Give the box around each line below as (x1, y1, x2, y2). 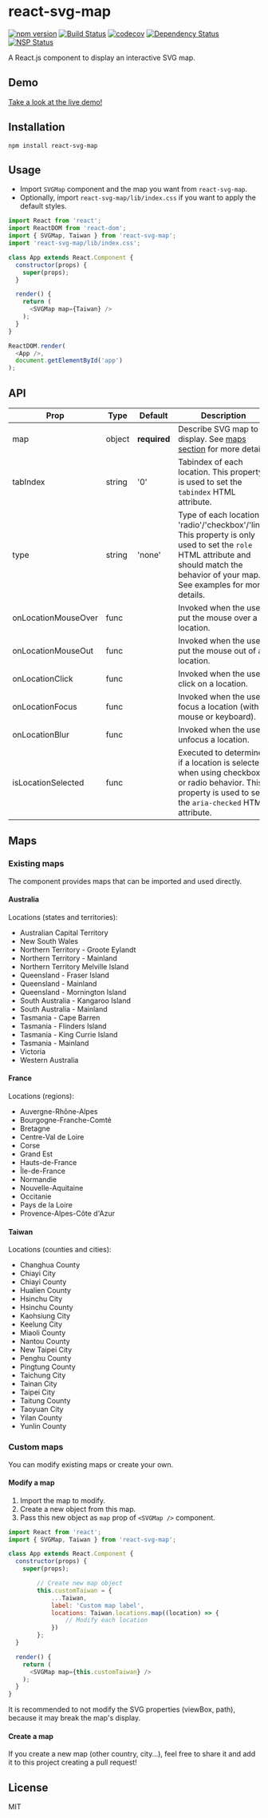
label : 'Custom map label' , (50, 1601, 145, 1609)
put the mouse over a (178, 612, 258, 623)
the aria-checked (178, 797, 242, 808)
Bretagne (19, 1124, 50, 1133)
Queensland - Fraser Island (19, 970, 110, 980)
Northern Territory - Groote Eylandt (19, 945, 136, 954)
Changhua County (19, 1260, 81, 1270)
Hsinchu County (19, 1303, 73, 1312)
